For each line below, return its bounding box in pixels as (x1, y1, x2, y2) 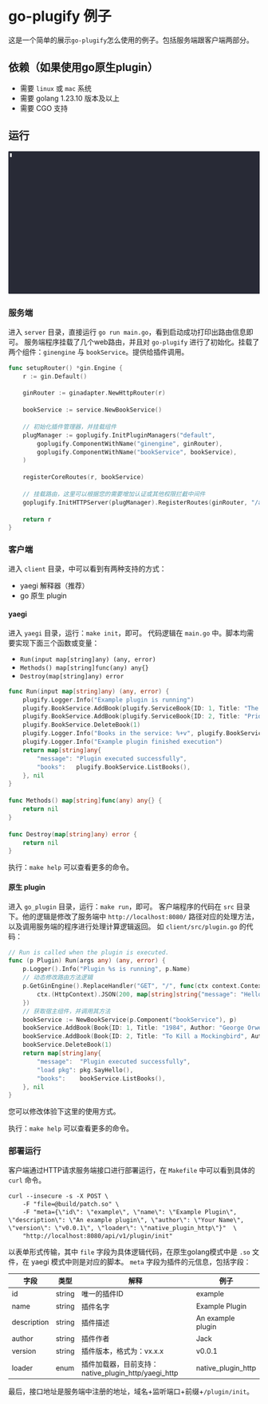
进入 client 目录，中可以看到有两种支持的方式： (8, 564, 167, 573)
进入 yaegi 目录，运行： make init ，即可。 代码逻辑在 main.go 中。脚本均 (8, 627, 247, 638)
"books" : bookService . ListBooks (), (37, 1074, 166, 1083)
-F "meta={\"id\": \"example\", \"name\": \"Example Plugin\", (22, 1208, 238, 1216)
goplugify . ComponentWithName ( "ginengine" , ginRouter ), (37, 439, 223, 447)
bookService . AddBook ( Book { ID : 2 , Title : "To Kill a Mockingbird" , (22, 1032, 248, 1040)
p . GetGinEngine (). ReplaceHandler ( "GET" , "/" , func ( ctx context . (22, 982, 241, 990)
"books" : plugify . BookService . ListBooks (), (37, 763, 191, 771)
